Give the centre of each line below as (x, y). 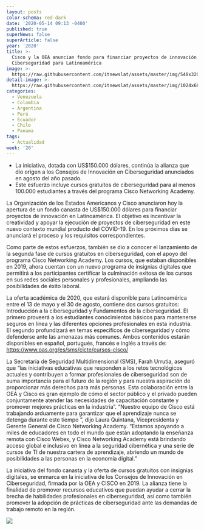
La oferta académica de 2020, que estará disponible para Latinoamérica (97, 298)
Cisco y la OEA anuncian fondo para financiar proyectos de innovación (104, 57)
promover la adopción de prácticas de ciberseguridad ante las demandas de (102, 503)
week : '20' (20, 148)
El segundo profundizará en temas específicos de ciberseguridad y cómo (98, 330)
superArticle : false (32, 40)
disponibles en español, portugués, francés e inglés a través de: (87, 343)
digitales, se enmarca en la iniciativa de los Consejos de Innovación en (95, 476)
